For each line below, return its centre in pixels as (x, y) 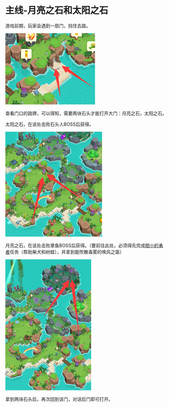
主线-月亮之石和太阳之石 (57, 11)
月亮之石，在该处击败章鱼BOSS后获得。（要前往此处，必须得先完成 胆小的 (82, 245)
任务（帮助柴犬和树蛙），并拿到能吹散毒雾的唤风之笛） (67, 251)
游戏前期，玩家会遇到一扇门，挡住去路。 (48, 26)
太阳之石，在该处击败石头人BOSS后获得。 (49, 124)
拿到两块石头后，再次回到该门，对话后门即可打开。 (59, 399)
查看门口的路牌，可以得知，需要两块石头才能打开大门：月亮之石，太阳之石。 (86, 113)
